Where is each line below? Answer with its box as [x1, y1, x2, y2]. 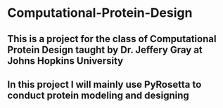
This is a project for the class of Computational [7, 33, 217, 45]
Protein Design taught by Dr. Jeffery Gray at [7, 43, 203, 55]
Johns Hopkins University [7, 55, 124, 67]
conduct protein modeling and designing [7, 89, 190, 101]
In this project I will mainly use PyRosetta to [7, 79, 202, 90]
